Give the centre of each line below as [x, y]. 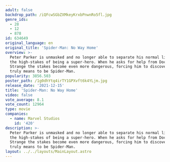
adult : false [19, 10]
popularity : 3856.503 [28, 76]
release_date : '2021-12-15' [35, 85]
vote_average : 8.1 [25, 100]
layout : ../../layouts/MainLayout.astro [49, 152]
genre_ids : [17, 19]
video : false [19, 95]
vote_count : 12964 [25, 105]
